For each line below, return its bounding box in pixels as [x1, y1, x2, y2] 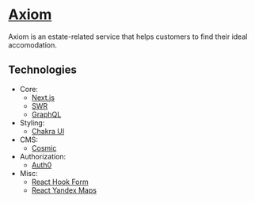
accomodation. [8, 40, 58, 49]
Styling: [19, 117, 45, 128]
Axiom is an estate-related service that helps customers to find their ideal [8, 32, 248, 41]
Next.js [31, 93, 55, 102]
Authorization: [19, 151, 67, 161]
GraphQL [31, 109, 62, 119]
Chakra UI [31, 126, 65, 136]
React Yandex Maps [31, 185, 97, 195]
